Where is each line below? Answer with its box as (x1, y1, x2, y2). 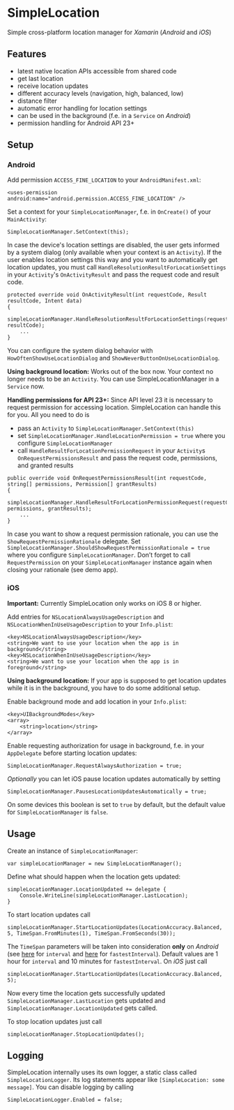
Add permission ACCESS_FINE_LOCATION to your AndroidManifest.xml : (7, 176, 201, 184)
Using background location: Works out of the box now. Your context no (7, 367, 214, 376)
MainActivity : (7, 215, 47, 224)
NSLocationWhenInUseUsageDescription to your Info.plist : (7, 620, 173, 628)
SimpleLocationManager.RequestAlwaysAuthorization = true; (7, 762, 182, 769)
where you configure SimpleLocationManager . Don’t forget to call (7, 550, 191, 560)
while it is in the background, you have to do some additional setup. (7, 683, 201, 692)
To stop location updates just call (7, 1017, 102, 1025)
